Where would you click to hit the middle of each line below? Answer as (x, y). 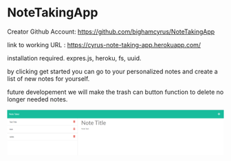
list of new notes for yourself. (48, 78)
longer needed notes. (37, 99)
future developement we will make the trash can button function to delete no (115, 92)
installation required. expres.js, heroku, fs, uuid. (74, 58)
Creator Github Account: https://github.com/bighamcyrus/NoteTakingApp (111, 32)
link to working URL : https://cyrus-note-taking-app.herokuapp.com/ (104, 45)
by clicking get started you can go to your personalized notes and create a (112, 71)
